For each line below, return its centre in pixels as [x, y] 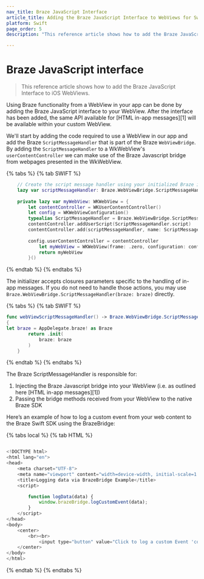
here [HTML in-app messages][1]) [57, 393]
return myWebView [61, 252]
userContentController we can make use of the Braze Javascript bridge [96, 155]
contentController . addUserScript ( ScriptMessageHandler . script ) [110, 224]
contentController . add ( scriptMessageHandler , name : [95, 230]
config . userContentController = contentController [93, 241]
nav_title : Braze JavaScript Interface [57, 12]
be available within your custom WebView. [59, 124]
